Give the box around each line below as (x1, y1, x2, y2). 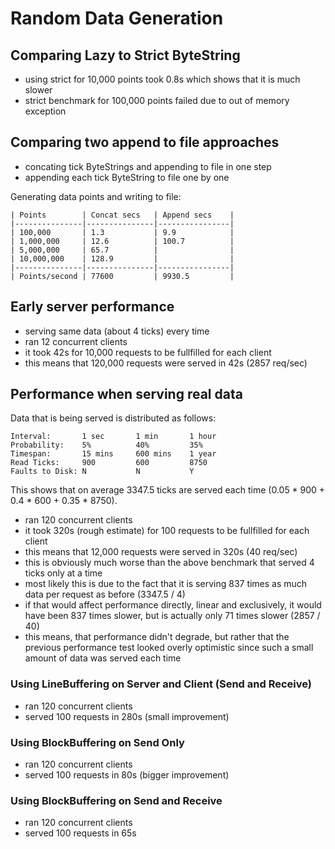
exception (24, 105, 67, 117)
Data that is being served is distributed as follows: (10, 412, 217, 424)
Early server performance (10, 298, 175, 316)
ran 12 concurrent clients (24, 335, 128, 347)
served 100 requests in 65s (24, 827, 137, 839)
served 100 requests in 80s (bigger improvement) (24, 769, 230, 781)
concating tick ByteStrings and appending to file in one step (24, 160, 272, 172)
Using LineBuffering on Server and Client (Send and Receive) (10, 677, 312, 691)
